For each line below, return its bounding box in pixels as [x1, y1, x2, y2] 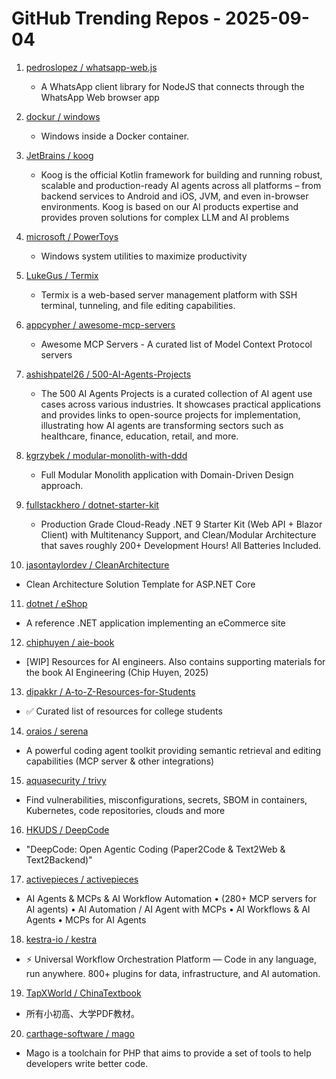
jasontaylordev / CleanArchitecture [25, 558, 170, 571]
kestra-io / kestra [25, 933, 98, 945]
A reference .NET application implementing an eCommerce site [25, 617, 286, 629]
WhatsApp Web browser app [40, 91, 160, 103]
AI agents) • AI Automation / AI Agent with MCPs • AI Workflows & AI [25, 903, 311, 915]
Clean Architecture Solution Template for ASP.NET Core [25, 578, 256, 590]
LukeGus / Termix [25, 269, 99, 281]
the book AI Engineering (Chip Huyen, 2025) [25, 666, 209, 678]
